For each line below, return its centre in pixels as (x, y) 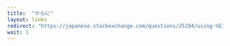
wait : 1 (18, 32)
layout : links (27, 20)
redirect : (21, 26)
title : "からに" (30, 13)
